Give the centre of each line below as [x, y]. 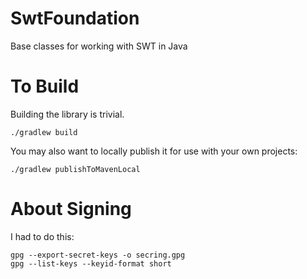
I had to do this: [42, 236]
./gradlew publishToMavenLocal [75, 169]
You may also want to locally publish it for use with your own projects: [154, 151]
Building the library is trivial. [67, 114]
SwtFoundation [75, 18]
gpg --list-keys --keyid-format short [91, 263]
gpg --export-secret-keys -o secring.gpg [98, 255]
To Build [45, 86]
